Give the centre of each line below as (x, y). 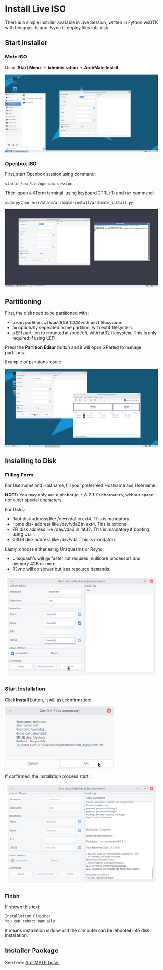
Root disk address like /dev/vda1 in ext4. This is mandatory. (71, 519)
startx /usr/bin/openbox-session (39, 184)
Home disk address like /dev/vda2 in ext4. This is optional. (70, 524)
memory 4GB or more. (34, 564)
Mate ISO (16, 57)
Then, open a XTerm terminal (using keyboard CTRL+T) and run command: (80, 193)
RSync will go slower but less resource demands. (61, 569)
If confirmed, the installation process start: (48, 776)
